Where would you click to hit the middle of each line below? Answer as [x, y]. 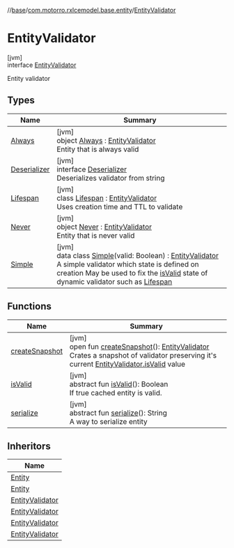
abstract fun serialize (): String [118, 413]
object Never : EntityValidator [104, 227]
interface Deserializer [92, 169]
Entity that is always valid [98, 149]
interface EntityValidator [42, 65]
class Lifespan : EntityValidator [107, 198]
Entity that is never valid [96, 235]
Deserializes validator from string [111, 178]
